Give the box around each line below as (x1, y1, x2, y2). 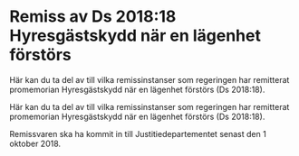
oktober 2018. (9, 138, 62, 149)
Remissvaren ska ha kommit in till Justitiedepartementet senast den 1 (9, 128, 267, 139)
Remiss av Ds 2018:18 (9, 6, 177, 27)
